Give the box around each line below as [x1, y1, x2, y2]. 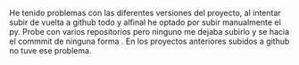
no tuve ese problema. [9, 45, 92, 56]
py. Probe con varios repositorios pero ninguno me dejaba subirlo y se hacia [9, 27, 290, 37]
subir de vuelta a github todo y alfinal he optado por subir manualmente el [9, 17, 281, 28]
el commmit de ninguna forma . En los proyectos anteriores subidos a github [9, 36, 290, 46]
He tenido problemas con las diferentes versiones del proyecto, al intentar [9, 8, 281, 18]
